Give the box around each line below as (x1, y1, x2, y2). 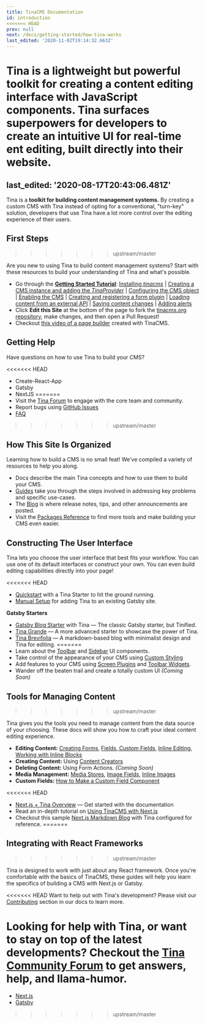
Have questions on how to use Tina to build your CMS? (6, 353, 145, 361)
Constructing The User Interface (6, 538, 133, 548)
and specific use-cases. (15, 494, 76, 501)
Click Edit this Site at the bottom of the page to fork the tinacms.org (15, 306, 187, 313)
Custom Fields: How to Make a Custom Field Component (15, 777, 160, 785)
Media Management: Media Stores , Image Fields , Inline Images (15, 770, 176, 778)
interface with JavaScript (6, 90, 138, 104)
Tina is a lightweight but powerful (6, 64, 181, 78)
